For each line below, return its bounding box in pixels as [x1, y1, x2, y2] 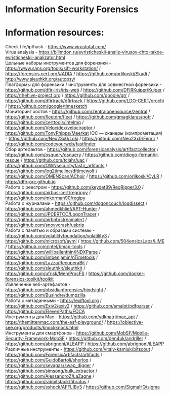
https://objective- [107, 319, 144, 325]
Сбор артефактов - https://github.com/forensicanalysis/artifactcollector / [5, 146, 159, 153]
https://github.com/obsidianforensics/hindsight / [5, 287, 106, 293]
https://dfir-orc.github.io [5, 179, 56, 185]
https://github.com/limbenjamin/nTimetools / [5, 254, 98, 260]
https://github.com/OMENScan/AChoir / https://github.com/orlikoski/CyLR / [5, 173, 162, 179]
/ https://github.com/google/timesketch [5, 103, 88, 109]
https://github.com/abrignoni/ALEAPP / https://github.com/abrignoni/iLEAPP [5, 341, 164, 347]
